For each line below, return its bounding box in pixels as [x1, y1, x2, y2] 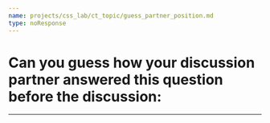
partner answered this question [8, 70, 223, 89]
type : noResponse [8, 19, 67, 27]
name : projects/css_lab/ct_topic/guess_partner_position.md [8, 11, 215, 20]
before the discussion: [8, 87, 162, 105]
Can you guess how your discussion [8, 54, 256, 72]
